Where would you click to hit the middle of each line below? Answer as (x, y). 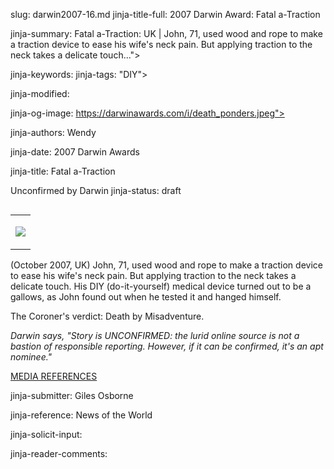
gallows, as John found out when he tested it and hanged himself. (146, 297)
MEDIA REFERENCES (54, 376)
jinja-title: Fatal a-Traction (63, 171)
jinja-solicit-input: (46, 434)
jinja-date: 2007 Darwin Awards (75, 152)
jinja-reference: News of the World (81, 415)
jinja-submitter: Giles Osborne (72, 395)
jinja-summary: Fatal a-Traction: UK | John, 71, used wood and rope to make (166, 33)
